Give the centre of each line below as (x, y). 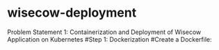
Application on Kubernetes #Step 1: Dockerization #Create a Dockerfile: (109, 39)
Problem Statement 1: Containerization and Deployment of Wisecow (104, 32)
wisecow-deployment (72, 13)
